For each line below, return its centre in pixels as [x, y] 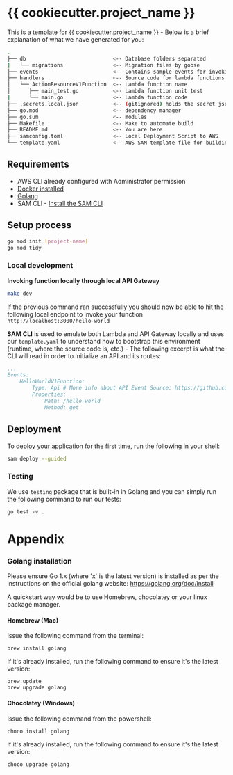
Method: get [61, 407]
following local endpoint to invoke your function [75, 314]
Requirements [38, 165]
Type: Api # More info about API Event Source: [102, 388]
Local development [40, 266]
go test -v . [26, 512]
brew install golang [37, 648]
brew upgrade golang [37, 688]
